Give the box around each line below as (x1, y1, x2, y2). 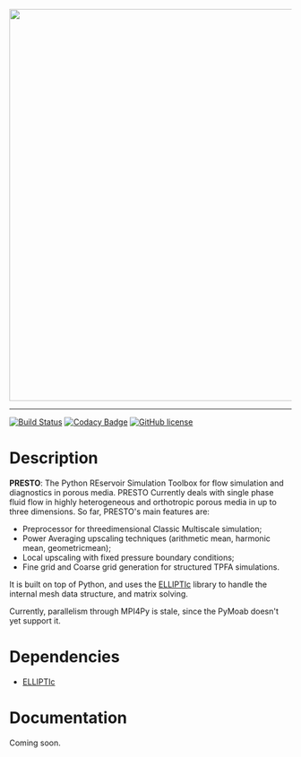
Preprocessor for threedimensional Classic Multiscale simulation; (21, 523, 262, 534)
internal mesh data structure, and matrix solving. (9, 588, 188, 599)
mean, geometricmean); (21, 542, 112, 553)
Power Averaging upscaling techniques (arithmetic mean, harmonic (21, 533, 271, 544)
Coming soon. (9, 737, 61, 748)
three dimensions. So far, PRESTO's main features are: (9, 506, 211, 517)
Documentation (9, 708, 128, 728)
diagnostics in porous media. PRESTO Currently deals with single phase (9, 486, 274, 497)
